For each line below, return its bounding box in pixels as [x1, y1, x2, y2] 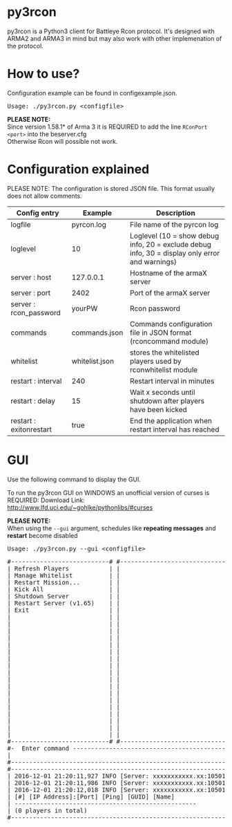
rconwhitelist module [130, 364, 198, 374]
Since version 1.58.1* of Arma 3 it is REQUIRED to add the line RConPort [7, 122, 208, 131]
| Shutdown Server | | [7, 592, 121, 600]
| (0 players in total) [7, 806, 88, 815]
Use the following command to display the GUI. [7, 475, 142, 483]
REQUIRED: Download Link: [7, 496, 85, 504]
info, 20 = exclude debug [130, 239, 212, 249]
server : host [10, 272, 52, 282]
